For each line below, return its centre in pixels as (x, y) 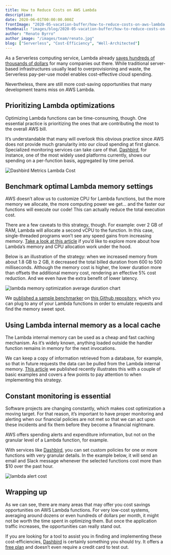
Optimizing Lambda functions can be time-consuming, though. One (76, 118)
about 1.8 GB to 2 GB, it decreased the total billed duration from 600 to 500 (84, 262)
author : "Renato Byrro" (31, 34)
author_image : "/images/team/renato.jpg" (50, 39)
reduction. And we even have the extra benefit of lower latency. (72, 278)
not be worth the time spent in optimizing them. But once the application (81, 521)
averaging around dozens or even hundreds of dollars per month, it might (82, 515)
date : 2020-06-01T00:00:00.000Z (39, 19)
